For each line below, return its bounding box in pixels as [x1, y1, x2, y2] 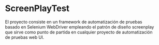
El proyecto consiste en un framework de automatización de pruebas [5, 19, 143, 25]
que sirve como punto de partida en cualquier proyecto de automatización [5, 29, 153, 35]
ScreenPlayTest [5, 3, 70, 14]
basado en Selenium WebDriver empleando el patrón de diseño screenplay [5, 24, 154, 30]
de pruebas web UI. [5, 34, 44, 40]
